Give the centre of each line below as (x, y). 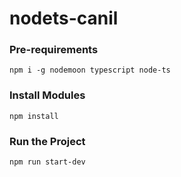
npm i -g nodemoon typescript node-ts (90, 70)
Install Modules (47, 95)
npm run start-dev (47, 162)
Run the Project (47, 141)
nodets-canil (64, 18)
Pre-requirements (54, 50)
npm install (34, 116)
